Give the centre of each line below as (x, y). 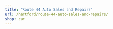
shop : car (15, 19)
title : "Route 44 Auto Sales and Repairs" (49, 10)
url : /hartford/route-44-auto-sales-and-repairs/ (57, 14)
